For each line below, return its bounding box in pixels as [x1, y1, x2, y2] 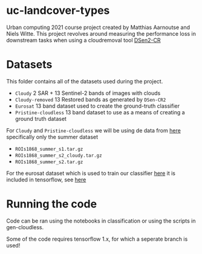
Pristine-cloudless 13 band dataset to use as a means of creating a [15, 108, 186, 116]
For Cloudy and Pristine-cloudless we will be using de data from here [6, 126, 181, 134]
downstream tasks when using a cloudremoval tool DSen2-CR [6, 36, 161, 44]
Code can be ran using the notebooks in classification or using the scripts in [6, 217, 196, 224]
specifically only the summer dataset [6, 133, 99, 140]
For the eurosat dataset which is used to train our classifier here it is [6, 169, 175, 177]
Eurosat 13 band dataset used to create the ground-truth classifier [15, 102, 180, 109]
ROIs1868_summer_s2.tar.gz [15, 158, 83, 165]
